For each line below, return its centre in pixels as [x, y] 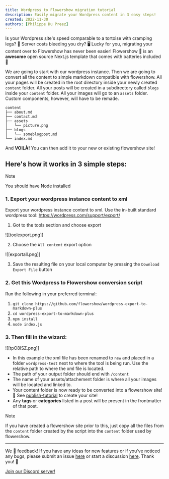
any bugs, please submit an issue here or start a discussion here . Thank [80, 456]
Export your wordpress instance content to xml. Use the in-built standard [81, 210]
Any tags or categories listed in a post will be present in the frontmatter [87, 401]
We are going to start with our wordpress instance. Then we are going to [80, 72]
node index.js [27, 324]
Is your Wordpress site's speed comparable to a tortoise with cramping [79, 38]
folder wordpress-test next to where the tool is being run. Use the [80, 363]
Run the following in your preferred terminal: [51, 294]
